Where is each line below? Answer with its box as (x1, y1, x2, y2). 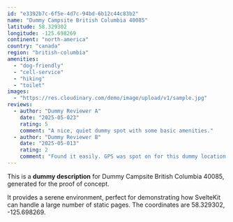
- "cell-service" (13, 68, 64, 75)
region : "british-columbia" (7, 50, 89, 57)
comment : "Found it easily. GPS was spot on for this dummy (20, 153, 198, 161)
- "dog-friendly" (13, 62, 64, 69)
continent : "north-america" (7, 36, 89, 43)
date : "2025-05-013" (20, 140, 80, 147)
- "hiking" (13, 75, 45, 82)
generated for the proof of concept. (7, 179, 110, 188)
